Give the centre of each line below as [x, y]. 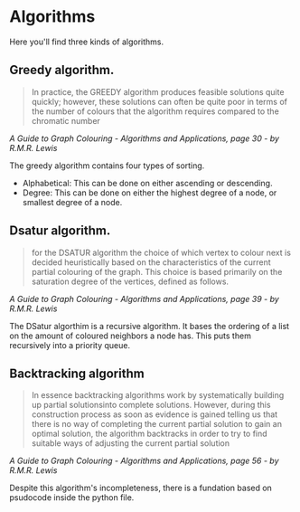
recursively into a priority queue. [70, 345]
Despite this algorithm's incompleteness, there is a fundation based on [141, 488]
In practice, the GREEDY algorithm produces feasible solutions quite [158, 91]
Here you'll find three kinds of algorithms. [87, 42]
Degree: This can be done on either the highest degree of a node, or [150, 193]
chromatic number [66, 120]
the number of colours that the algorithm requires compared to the [155, 111]
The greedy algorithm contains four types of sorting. [107, 166]
